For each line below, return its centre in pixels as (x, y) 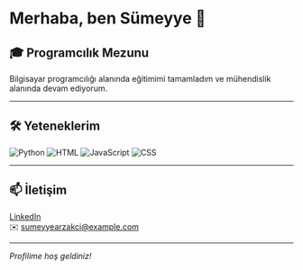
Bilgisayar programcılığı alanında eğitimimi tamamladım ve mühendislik (140, 79)
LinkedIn (25, 216)
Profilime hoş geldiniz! (50, 256)
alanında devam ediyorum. (59, 88)
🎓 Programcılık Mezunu (79, 53)
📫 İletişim (38, 190)
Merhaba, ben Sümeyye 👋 (108, 18)
